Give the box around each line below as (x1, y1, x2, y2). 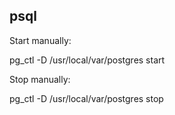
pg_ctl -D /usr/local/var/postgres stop (9, 92, 164, 104)
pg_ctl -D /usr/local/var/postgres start (9, 54, 166, 66)
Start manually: (9, 34, 72, 46)
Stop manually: (9, 73, 71, 85)
